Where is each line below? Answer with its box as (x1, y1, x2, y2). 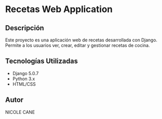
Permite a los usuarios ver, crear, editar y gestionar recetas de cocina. (5, 42, 150, 48)
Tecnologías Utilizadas (5, 57, 78, 66)
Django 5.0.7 (12, 70, 39, 76)
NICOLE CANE (5, 109, 35, 115)
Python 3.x (12, 76, 35, 82)
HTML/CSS (12, 81, 36, 87)
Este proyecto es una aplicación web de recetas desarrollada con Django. (5, 37, 157, 43)
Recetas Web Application (5, 4, 113, 15)
